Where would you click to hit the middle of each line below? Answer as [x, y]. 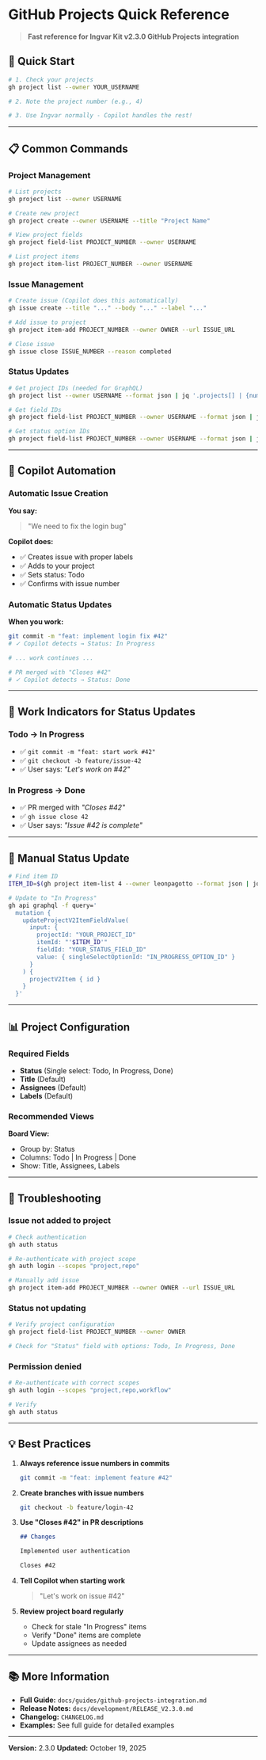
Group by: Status [47, 1149]
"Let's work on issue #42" [82, 1596]
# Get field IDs [35, 410]
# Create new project [44, 213]
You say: [23, 510]
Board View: [29, 1133]
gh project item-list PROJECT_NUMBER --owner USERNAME [101, 264]
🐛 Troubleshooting [55, 1198]
